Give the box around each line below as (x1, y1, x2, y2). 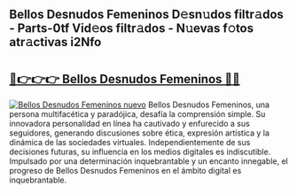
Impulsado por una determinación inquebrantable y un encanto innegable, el (9, 156, 288, 167)
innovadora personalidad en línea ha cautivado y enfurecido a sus (9, 119, 250, 128)
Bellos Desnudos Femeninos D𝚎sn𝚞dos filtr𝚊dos (9, 7, 284, 22)
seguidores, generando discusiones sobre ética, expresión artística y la (9, 128, 270, 138)
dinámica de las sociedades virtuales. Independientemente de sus (9, 137, 251, 147)
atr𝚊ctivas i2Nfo (9, 35, 102, 50)
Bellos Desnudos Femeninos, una (147, 99, 270, 110)
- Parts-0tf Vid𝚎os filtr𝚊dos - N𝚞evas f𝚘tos (9, 21, 254, 36)
